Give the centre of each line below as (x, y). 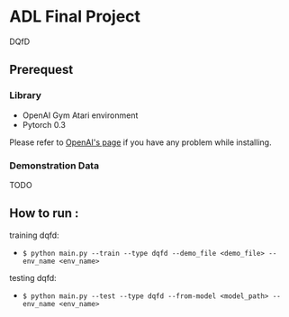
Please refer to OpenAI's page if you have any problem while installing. (140, 142)
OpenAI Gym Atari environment (80, 115)
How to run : (44, 213)
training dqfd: (35, 235)
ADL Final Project (75, 17)
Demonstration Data (54, 166)
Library (26, 95)
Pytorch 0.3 (44, 124)
